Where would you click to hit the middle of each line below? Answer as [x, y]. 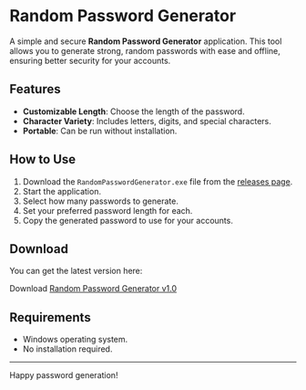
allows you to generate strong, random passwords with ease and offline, [145, 50]
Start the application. [62, 191]
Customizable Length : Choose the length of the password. [133, 111]
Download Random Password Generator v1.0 [93, 289]
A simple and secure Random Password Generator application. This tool [146, 41]
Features [35, 89]
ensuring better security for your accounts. [90, 60]
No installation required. [67, 349]
